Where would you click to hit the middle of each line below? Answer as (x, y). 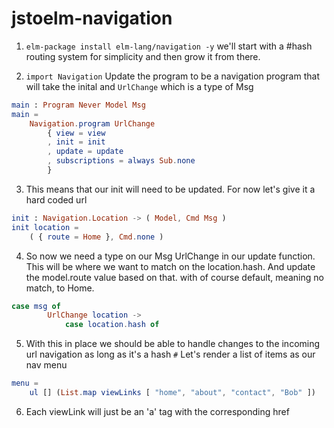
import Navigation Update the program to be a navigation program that (172, 76)
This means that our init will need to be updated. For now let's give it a (170, 189)
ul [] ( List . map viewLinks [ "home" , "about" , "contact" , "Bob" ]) (172, 393)
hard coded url (56, 199)
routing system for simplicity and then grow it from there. (143, 56)
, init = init (76, 142)
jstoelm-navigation (92, 18)
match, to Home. (60, 288)
